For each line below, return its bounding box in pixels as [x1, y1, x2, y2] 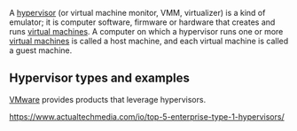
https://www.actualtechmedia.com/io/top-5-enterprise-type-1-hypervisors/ [9, 111, 285, 122]
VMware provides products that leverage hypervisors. [9, 94, 207, 104]
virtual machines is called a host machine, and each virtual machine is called [9, 35, 289, 46]
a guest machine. [9, 45, 73, 56]
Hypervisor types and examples [9, 71, 191, 86]
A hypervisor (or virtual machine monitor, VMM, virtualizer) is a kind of [9, 8, 266, 18]
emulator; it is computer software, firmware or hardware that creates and [9, 17, 276, 27]
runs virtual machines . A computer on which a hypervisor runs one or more [9, 27, 284, 36]
